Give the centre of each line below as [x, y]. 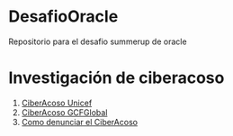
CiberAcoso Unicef [57, 103]
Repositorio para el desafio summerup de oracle [98, 41]
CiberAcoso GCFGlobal [64, 112]
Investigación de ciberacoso [116, 78]
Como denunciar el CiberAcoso [80, 122]
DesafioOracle [63, 17]
